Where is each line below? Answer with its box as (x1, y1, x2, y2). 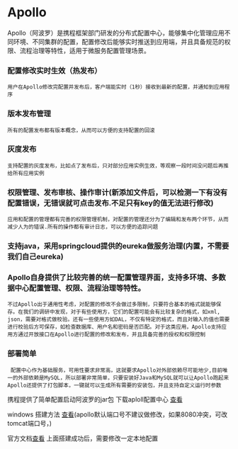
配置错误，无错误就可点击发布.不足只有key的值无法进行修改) (7, 198, 214, 208)
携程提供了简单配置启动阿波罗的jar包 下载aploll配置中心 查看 (7, 394, 183, 404)
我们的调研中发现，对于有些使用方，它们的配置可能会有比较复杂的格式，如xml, (23, 309, 221, 316)
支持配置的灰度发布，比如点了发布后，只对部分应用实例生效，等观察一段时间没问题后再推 (7, 162, 229, 169)
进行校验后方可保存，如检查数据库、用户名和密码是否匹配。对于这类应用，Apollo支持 (7, 324, 222, 331)
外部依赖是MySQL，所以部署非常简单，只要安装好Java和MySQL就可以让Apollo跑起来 (17, 374, 229, 381)
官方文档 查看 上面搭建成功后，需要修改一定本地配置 (7, 433, 158, 443)
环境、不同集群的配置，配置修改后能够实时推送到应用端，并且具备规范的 (13, 37, 225, 46)
